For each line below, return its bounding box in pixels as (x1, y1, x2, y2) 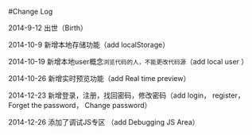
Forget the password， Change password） (8, 101, 152, 110)
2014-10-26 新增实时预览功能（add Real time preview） (8, 74, 191, 83)
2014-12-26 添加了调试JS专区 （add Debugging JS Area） (8, 118, 200, 126)
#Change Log (8, 7, 53, 16)
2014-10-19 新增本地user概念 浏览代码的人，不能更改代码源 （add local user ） (8, 57, 249, 66)
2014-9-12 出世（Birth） (8, 23, 87, 33)
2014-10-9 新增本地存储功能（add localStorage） (8, 40, 169, 49)
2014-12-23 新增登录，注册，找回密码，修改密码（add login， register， (8, 91, 245, 100)
